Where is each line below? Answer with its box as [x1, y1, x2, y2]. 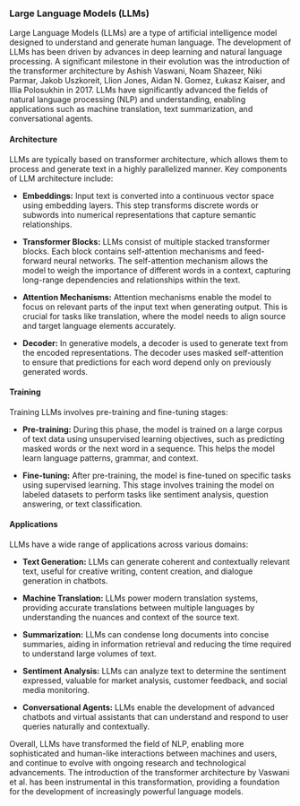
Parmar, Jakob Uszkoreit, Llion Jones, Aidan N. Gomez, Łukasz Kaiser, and [9, 75, 286, 86]
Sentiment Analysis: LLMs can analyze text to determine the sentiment [21, 665, 287, 676]
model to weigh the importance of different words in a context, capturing [21, 264, 291, 275]
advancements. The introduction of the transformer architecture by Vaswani [9, 767, 290, 777]
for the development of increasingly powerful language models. [9, 785, 244, 796]
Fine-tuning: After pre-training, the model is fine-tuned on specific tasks [21, 470, 292, 481]
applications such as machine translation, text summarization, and [9, 104, 253, 115]
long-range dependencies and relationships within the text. [21, 274, 241, 285]
